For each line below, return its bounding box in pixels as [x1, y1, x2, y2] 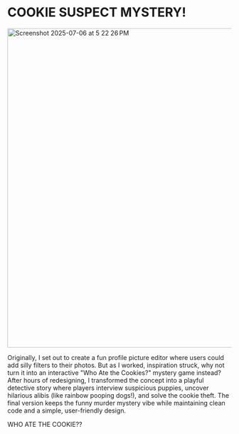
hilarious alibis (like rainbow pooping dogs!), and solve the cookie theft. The [7, 391, 230, 399]
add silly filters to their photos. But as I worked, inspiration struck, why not [7, 361, 225, 369]
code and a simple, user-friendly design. [7, 406, 127, 415]
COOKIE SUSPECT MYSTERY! [7, 4, 186, 21]
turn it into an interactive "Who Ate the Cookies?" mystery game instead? [7, 368, 222, 377]
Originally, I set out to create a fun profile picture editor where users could [7, 353, 224, 361]
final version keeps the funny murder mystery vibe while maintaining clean [7, 398, 225, 407]
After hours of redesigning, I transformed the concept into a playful [7, 376, 204, 384]
